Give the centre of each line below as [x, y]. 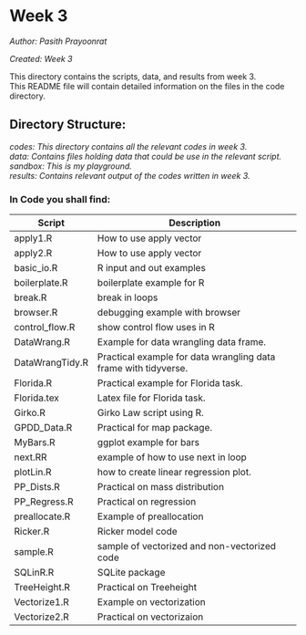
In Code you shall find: [60, 199]
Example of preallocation [150, 516]
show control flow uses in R [156, 328]
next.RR [31, 457]
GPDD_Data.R [43, 428]
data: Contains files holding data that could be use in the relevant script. [146, 156]
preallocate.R [42, 516]
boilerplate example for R [151, 283]
